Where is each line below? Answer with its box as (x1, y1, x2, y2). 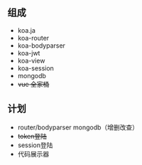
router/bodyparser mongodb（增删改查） (17, 123, 139, 132)
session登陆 (17, 141, 53, 149)
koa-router (17, 33, 50, 42)
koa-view (17, 56, 45, 65)
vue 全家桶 (17, 80, 50, 88)
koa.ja (17, 26, 35, 34)
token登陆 (17, 132, 48, 140)
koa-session (17, 63, 55, 73)
